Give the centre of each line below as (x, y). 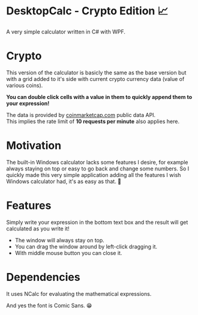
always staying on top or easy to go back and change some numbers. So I (98, 169)
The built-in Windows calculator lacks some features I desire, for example (97, 162)
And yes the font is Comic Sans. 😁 (49, 305)
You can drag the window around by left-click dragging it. (86, 247)
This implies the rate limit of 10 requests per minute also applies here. (93, 121)
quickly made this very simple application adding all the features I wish (94, 175)
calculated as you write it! (38, 229)
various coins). (25, 85)
